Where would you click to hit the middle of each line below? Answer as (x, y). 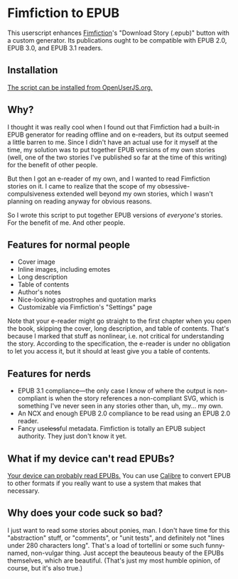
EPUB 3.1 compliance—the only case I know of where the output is (115, 391)
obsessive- (174, 186)
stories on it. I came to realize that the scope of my (82, 186)
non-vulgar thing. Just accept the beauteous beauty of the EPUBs (128, 553)
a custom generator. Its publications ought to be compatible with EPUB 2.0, (117, 40)
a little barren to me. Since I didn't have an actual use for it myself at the (113, 142)
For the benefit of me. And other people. (66, 223)
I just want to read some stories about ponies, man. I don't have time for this (119, 530)
